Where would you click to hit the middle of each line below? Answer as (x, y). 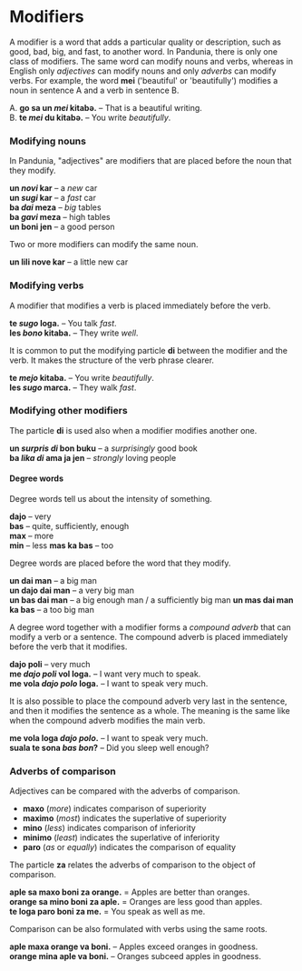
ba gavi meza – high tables (60, 217)
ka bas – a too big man (52, 610)
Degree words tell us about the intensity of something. (111, 499)
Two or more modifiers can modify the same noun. (104, 245)
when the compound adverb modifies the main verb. (107, 721)
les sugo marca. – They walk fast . (73, 387)
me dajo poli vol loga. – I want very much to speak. (105, 674)
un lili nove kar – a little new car (69, 262)
